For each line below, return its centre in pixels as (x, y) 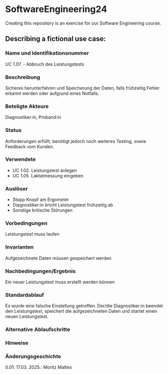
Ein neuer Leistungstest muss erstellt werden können (60, 282)
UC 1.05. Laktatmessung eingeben (48, 175)
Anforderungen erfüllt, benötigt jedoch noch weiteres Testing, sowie (76, 141)
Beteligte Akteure (27, 106)
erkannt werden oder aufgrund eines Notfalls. (52, 93)
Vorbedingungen (26, 223)
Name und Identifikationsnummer (47, 53)
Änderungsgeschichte (33, 356)
